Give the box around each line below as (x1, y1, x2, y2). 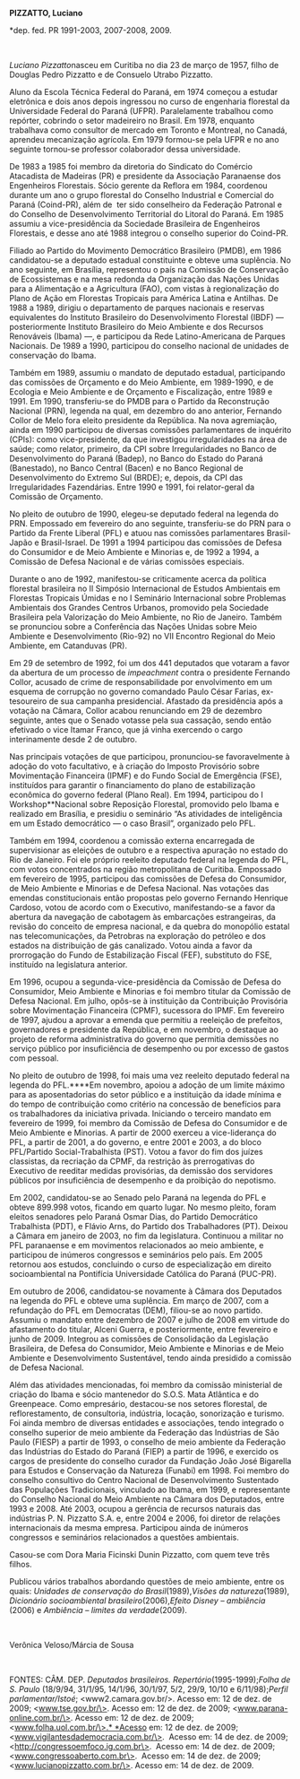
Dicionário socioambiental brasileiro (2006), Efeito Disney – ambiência (9, 1595, 266, 1606)
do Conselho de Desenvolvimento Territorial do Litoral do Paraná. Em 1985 (9, 209, 284, 219)
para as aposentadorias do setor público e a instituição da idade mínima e (9, 1089, 282, 1099)
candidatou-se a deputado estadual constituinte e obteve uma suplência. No (9, 255, 291, 265)
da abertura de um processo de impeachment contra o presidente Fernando (9, 667, 291, 678)
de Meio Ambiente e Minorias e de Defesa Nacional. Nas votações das (9, 883, 270, 893)
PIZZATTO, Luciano (9, 8, 83, 18)
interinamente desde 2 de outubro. (9, 734, 137, 744)
